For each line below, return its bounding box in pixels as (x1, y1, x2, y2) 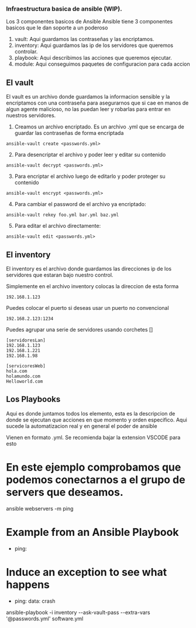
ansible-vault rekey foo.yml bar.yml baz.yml (6, 212, 119, 218)
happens (6, 578, 50, 591)
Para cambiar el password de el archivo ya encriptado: (14, 201, 146, 208)
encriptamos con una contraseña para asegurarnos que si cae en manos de (6, 99, 189, 107)
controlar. (14, 48, 38, 55)
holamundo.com (6, 373, 41, 379)
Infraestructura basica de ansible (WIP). (6, 5, 122, 13)
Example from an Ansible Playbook (6, 525, 179, 539)
